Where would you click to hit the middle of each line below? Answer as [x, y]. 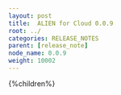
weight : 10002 [32, 61]
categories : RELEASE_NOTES [54, 38]
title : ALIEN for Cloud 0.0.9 [61, 23]
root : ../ [25, 31]
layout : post [30, 16]
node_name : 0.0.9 [38, 53]
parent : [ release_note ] [48, 46]
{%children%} [32, 83]
